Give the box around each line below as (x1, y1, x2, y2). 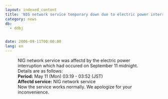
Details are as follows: (17, 68, 63, 74)
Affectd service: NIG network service (17, 78, 96, 85)
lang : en (5, 44, 23, 49)
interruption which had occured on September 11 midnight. (17, 63, 138, 69)
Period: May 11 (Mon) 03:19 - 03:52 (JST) (17, 73, 103, 79)
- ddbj (9, 26, 23, 31)
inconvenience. (17, 89, 49, 95)
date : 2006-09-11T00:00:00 (5, 39, 61, 44)
